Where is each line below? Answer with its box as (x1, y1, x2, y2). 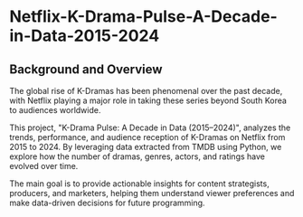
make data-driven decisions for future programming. (9, 197, 205, 208)
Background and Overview (9, 61, 163, 77)
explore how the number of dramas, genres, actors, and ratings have (9, 151, 265, 162)
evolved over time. (9, 161, 79, 171)
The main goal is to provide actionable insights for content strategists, (9, 178, 270, 189)
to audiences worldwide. (9, 105, 101, 115)
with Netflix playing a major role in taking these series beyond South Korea (9, 95, 288, 106)
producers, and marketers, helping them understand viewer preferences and (9, 188, 295, 198)
